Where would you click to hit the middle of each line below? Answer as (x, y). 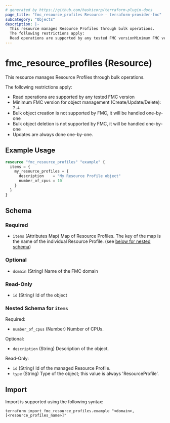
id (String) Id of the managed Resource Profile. (61, 368)
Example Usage (30, 151)
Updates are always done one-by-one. (53, 134)
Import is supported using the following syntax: (54, 402)
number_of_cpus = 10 (40, 181)
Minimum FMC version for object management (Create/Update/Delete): (87, 102)
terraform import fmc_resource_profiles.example (57, 411)
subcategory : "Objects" (30, 19)
